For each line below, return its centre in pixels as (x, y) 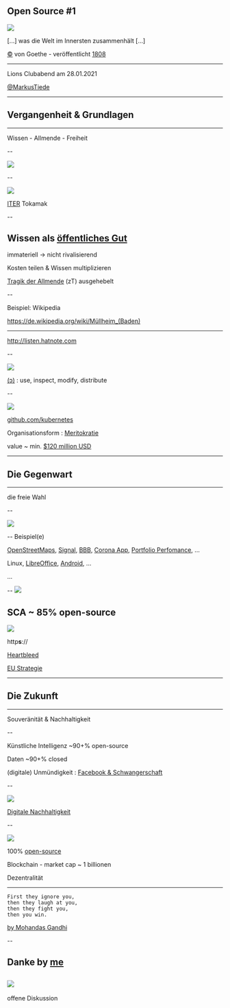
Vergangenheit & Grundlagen (71, 115)
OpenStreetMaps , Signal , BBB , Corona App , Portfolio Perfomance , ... (104, 550)
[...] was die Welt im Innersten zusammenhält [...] (76, 40)
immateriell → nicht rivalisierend (52, 255)
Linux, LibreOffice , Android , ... (49, 563)
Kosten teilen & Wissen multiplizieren (59, 268)
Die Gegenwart (40, 474)
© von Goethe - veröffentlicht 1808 (56, 53)
